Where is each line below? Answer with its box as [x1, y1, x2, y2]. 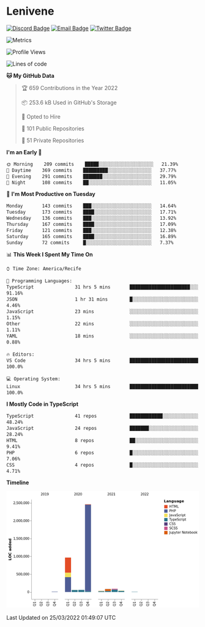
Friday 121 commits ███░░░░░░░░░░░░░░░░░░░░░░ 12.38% [6, 227, 176, 233]
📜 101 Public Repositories [21, 124, 84, 132]
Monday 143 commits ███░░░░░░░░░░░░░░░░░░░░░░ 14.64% [6, 203, 176, 209]
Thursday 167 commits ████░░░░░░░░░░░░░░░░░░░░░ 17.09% [6, 221, 176, 227]
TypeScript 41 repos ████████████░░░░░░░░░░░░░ [6, 413, 199, 419]
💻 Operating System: [6, 375, 61, 382]
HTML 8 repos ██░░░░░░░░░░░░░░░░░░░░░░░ [6, 437, 199, 443]
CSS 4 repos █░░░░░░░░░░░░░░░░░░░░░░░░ [6, 462, 199, 468]
